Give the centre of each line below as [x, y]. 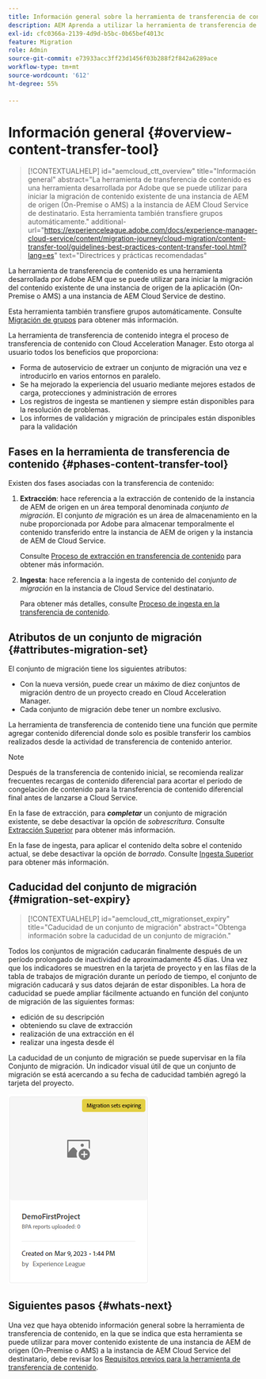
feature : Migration [40, 42]
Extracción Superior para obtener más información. [92, 830]
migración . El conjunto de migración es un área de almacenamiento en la [138, 515]
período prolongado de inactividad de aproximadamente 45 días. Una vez [128, 959]
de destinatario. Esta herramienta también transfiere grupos [125, 214]
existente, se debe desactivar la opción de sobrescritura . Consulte [117, 822]
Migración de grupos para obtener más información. [93, 320]
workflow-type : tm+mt [44, 67]
